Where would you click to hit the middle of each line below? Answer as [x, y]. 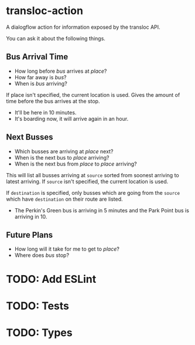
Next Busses [30, 137]
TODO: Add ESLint [51, 279]
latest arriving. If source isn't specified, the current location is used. [87, 181]
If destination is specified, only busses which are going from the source [93, 192]
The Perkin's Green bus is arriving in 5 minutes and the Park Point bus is [102, 210]
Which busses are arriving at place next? [64, 151]
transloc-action [45, 11]
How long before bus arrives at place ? [61, 71]
